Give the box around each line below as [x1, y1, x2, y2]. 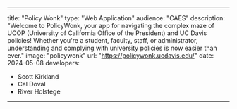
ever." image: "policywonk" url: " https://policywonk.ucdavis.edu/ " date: [7, 51, 214, 60]
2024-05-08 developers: [7, 59, 80, 67]
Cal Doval [17, 80, 46, 88]
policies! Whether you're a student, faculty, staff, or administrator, [7, 37, 198, 44]
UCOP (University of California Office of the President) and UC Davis [7, 29, 207, 37]
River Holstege [17, 87, 61, 96]
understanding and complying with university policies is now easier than [7, 44, 217, 52]
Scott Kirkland [17, 72, 59, 81]
